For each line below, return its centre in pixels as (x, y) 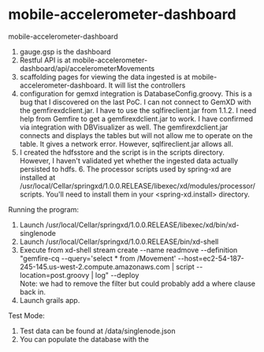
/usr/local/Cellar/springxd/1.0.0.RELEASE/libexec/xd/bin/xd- (143, 225)
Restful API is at (45, 60)
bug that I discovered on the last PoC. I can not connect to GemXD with (135, 102)
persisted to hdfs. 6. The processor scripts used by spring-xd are (125, 169)
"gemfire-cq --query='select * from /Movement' (98, 258)
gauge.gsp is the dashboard (65, 51)
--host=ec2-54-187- (211, 258)
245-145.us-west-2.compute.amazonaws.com (95, 267)
